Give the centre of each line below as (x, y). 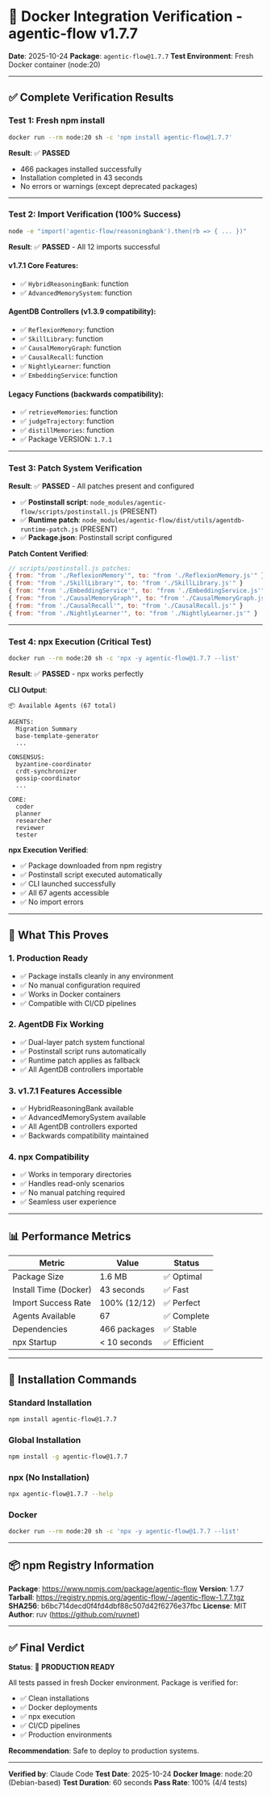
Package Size (38, 1277)
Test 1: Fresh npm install (56, 120)
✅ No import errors (52, 902)
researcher (34, 820)
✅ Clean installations (54, 1698)
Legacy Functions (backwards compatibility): (86, 394)
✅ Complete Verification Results (91, 97)
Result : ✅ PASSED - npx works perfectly (76, 673)
